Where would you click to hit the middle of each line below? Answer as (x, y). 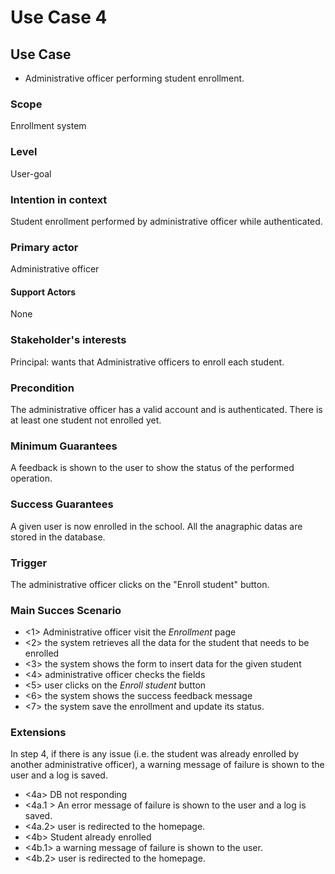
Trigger (29, 563)
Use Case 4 (59, 17)
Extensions (38, 733)
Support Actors (43, 292)
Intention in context (59, 199)
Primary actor (44, 247)
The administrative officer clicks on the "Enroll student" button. (140, 584)
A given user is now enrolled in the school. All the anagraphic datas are (156, 526)
